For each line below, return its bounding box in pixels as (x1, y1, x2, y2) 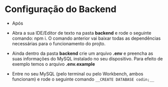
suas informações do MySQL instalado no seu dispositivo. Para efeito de (12, 55, 163, 61)
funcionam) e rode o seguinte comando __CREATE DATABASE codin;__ (12, 76, 154, 82)
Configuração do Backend (5, 4, 117, 15)
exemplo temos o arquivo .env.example (12, 61, 95, 67)
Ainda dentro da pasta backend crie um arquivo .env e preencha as (12, 50, 153, 56)
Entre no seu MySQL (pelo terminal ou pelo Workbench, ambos (12, 70, 143, 76)
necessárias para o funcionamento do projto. (12, 40, 106, 46)
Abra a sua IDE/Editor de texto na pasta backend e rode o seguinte (12, 30, 152, 36)
